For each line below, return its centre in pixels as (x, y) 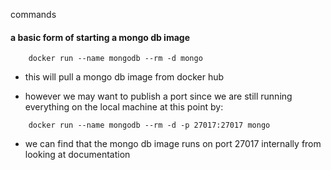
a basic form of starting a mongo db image (100, 37)
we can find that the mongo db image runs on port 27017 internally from (173, 144)
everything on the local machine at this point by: (124, 107)
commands (33, 14)
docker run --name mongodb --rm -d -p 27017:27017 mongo (149, 125)
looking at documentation (77, 155)
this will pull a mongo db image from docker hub (124, 77)
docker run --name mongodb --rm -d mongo (115, 59)
